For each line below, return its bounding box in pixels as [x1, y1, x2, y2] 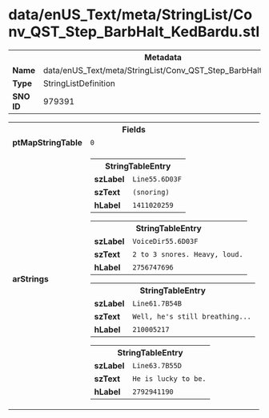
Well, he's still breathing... [131, 311, 252, 321]
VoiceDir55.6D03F [131, 237, 199, 246]
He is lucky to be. [131, 374, 207, 383]
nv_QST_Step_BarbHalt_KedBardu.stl [8, 22, 260, 41]
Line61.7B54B [131, 298, 183, 308]
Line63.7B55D [131, 361, 183, 370]
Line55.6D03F [131, 174, 183, 184]
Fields [122, 124, 146, 135]
